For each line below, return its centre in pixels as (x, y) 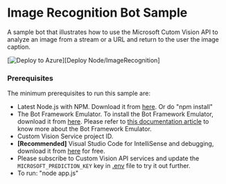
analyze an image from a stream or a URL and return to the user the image (113, 39)
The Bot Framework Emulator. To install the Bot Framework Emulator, (115, 114)
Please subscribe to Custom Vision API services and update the (108, 158)
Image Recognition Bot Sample (97, 13)
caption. (19, 47)
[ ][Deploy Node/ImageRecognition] (84, 60)
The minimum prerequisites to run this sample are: (79, 93)
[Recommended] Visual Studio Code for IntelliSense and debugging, (115, 144)
